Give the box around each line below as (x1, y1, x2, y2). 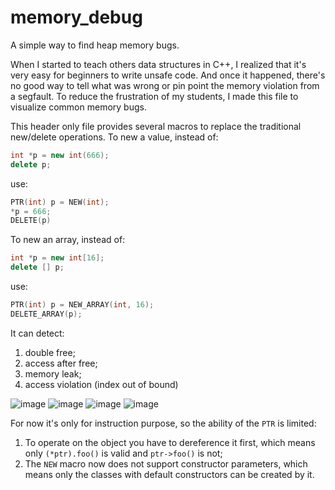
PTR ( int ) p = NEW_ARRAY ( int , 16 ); (10, 300, 155, 310)
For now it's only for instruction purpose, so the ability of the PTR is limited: (10, 417, 317, 429)
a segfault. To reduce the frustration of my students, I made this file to (10, 90, 299, 102)
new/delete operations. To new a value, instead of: (10, 131, 219, 143)
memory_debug (10, 6, 143, 29)
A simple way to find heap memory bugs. (10, 39, 180, 51)
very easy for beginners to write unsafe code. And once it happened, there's (10, 69, 326, 81)
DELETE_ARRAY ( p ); (10, 309, 83, 319)
